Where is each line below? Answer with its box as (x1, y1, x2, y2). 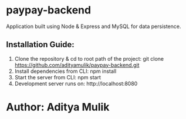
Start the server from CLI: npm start (14, 73, 101, 80)
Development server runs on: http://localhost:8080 (14, 80, 138, 87)
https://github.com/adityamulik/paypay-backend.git (14, 61, 140, 68)
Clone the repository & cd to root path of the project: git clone (14, 55, 164, 62)
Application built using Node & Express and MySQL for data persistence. (6, 23, 181, 30)
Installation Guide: (6, 40, 75, 50)
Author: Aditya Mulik (6, 100, 110, 114)
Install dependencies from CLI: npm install (14, 68, 117, 75)
